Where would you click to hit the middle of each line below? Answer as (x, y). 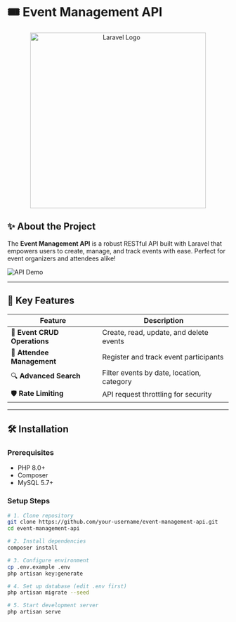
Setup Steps (29, 501)
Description (164, 320)
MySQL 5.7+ (35, 483)
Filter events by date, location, (151, 373)
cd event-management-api (44, 529)
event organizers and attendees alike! (61, 258)
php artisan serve (34, 612)
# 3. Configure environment (48, 560)
